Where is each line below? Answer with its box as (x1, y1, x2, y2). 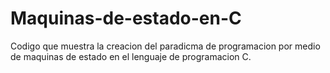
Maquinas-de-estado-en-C (10, 7, 242, 30)
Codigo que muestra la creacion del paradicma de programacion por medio (10, 40, 321, 52)
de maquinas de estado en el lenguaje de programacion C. (10, 50, 252, 62)
